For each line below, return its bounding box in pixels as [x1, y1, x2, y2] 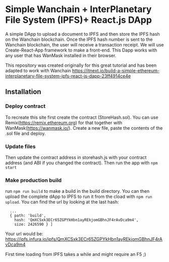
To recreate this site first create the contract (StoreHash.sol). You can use [5, 114, 158, 120]
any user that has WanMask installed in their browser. [5, 52, 117, 59]
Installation [5, 87, 41, 96]
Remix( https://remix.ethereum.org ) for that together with [5, 120, 123, 126]
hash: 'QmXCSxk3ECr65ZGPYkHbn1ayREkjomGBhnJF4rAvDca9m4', [14, 218, 139, 223]
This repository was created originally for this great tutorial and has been [5, 62, 157, 68]
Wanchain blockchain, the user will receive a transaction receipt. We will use [5, 41, 164, 47]
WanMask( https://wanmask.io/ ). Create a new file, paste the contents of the [5, 125, 163, 131]
